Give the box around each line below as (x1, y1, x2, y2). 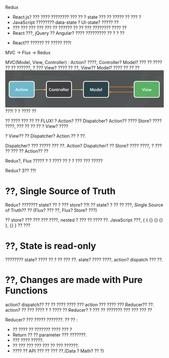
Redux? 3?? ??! (5, 168, 36, 174)
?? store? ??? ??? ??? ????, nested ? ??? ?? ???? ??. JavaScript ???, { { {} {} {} (5, 217, 163, 223)
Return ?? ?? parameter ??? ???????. (12, 332, 87, 338)
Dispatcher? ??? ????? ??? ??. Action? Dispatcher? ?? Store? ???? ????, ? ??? (5, 143, 162, 149)
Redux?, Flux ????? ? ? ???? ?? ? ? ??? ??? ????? (5, 158, 103, 164)
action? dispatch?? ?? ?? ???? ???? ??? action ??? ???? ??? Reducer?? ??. (5, 302, 154, 308)
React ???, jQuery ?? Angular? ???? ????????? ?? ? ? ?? (12, 30, 125, 36)
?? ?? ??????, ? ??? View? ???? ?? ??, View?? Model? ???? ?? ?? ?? (5, 65, 140, 70)
